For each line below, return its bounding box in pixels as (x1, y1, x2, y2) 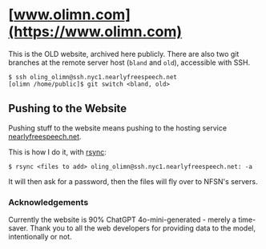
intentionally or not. (8, 232, 72, 242)
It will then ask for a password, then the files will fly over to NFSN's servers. (8, 176, 258, 186)
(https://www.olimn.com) (8, 22, 183, 41)
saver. (8, 223, 29, 233)
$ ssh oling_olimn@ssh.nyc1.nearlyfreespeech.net (8, 73, 178, 81)
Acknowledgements (8, 196, 89, 207)
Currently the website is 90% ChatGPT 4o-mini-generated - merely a (8, 215, 236, 225)
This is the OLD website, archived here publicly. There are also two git (8, 49, 240, 58)
